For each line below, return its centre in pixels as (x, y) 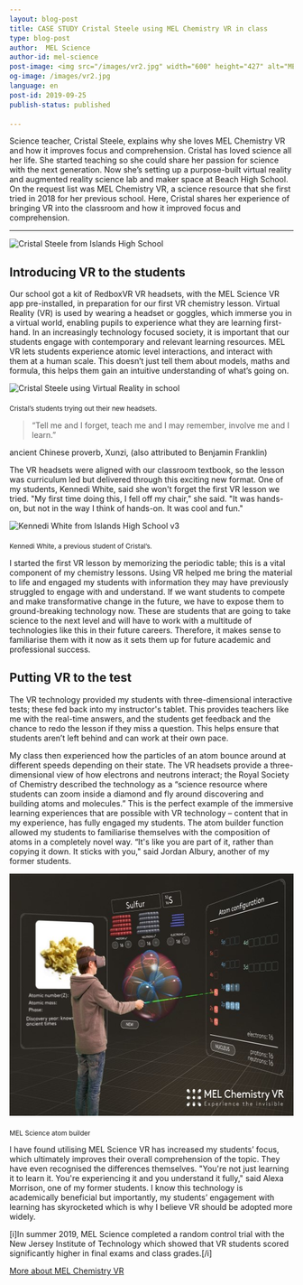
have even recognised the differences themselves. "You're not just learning (149, 1169)
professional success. (50, 649)
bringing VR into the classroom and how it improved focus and (125, 209)
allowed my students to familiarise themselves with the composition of (140, 832)
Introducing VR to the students (97, 272)
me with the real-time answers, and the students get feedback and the (140, 719)
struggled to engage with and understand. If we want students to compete (147, 591)
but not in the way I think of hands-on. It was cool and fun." (133, 508)
